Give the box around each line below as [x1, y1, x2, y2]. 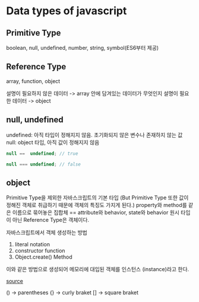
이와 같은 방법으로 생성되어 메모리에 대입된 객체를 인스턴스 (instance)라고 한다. [6, 266, 189, 273]
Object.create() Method [14, 253, 72, 260]
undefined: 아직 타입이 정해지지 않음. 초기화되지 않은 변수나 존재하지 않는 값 [6, 131, 183, 138]
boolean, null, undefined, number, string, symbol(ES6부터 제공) [6, 44, 159, 51]
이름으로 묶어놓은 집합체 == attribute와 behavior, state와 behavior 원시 [12, 209, 180, 216]
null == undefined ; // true [6, 150, 78, 157]
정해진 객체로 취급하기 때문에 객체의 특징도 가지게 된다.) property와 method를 [6, 202, 187, 209]
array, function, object [6, 77, 61, 84]
